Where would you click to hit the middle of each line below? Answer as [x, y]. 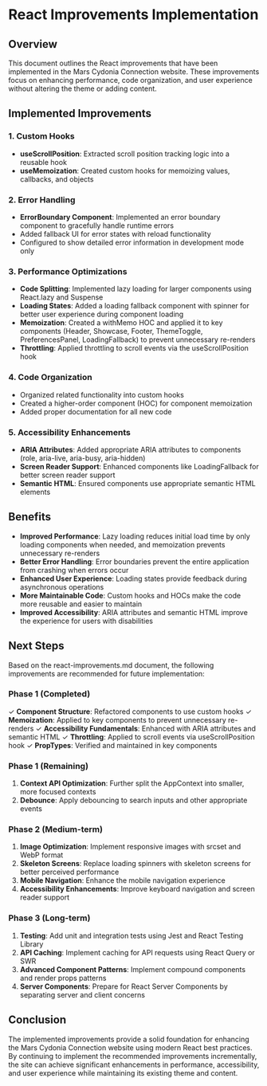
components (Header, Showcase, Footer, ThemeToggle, [111, 331]
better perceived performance [69, 872]
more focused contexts [58, 792]
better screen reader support [67, 475]
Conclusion [37, 1020]
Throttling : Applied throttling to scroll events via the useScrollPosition [134, 348]
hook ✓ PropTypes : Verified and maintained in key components [113, 745]
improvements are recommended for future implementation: [106, 673]
